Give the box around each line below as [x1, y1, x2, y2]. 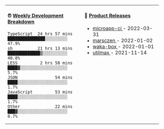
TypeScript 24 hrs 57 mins [7, 31, 73, 36]
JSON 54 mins [7, 75, 73, 80]
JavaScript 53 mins [7, 89, 73, 95]
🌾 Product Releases [84, 12, 131, 19]
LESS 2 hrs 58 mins [7, 60, 73, 65]
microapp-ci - [92, 25, 126, 32]
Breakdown [7, 18, 35, 25]
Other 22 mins [7, 104, 73, 109]
